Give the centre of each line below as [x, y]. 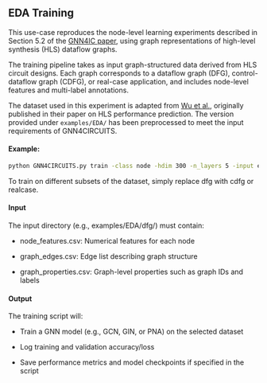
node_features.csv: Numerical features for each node [107, 241]
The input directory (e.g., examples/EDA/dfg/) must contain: [106, 225]
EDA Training [41, 13]
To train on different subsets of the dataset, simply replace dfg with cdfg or [131, 181]
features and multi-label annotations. [69, 90]
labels [29, 280]
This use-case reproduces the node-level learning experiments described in [133, 32]
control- [245, 73]
